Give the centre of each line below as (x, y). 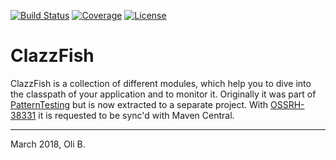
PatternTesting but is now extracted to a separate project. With (139, 104)
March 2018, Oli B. (48, 144)
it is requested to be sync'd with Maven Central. (136, 115)
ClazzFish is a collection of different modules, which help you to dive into (161, 83)
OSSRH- (287, 104)
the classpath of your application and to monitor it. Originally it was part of (163, 94)
